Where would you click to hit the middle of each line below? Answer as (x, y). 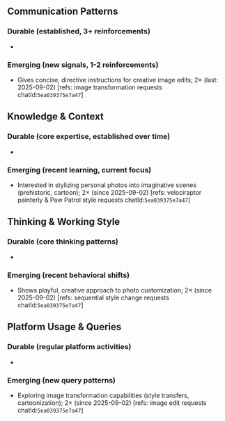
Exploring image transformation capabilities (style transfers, (103, 395)
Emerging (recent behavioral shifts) (69, 275)
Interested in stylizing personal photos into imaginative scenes (107, 185)
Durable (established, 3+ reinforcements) (79, 31)
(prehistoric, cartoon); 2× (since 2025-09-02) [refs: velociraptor (109, 192)
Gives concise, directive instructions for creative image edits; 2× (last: (117, 80)
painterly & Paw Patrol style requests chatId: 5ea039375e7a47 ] (104, 200)
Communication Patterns (63, 12)
